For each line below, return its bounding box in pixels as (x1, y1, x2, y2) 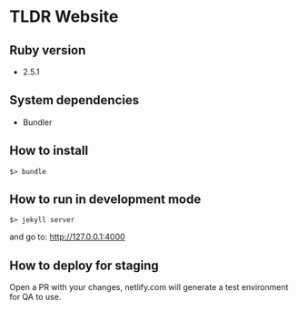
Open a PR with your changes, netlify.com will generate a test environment (9, 282, 289, 293)
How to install (9, 143, 89, 159)
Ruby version (9, 43, 86, 58)
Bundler (22, 116, 53, 128)
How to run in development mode (9, 192, 202, 208)
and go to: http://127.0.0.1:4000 (9, 231, 125, 242)
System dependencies (9, 92, 139, 108)
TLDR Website (9, 6, 119, 27)
